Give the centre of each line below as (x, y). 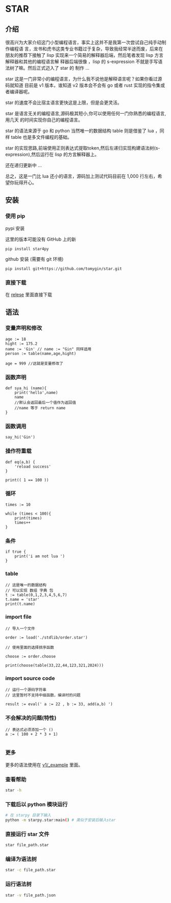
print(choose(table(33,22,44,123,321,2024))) (54, 665)
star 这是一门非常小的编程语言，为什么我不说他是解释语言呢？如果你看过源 (84, 79)
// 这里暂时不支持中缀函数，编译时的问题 (43, 695)
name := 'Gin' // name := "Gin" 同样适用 (48, 349)
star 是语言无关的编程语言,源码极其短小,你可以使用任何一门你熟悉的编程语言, (86, 113)
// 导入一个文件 (20, 628)
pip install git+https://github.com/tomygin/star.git (64, 269)
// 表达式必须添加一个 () (29, 730)
